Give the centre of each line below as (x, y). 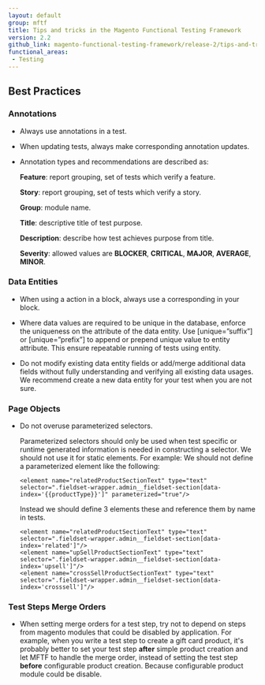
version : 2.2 (30, 37)
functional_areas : (38, 52)
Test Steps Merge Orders (57, 607)
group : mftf (28, 23)
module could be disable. (61, 674)
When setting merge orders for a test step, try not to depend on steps (132, 624)
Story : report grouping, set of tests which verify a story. (110, 192)
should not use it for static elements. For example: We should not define (136, 458)
